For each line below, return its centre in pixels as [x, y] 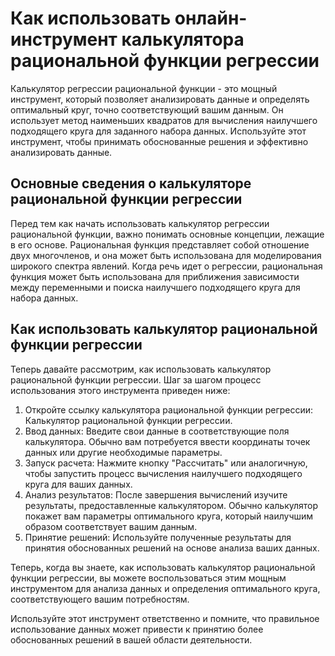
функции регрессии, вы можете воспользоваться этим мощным [148, 578]
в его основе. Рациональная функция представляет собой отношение [160, 244]
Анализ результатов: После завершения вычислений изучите [156, 494]
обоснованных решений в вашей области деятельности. [131, 639]
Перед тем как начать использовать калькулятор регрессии [140, 223]
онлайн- [211, 18]
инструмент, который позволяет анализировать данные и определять [160, 99]
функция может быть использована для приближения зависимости [155, 276]
